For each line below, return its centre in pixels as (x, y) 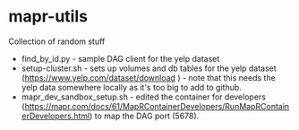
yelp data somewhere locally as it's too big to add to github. (132, 87)
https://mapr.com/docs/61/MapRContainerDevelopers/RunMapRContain (157, 106)
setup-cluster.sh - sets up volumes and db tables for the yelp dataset (149, 68)
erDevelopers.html (56, 116)
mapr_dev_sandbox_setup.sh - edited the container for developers (143, 97)
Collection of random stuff (57, 41)
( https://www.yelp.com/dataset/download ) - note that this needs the (149, 77)
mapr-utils (48, 17)
